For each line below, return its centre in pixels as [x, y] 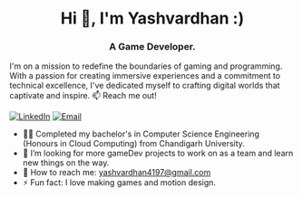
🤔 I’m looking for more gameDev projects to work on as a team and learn [158, 154]
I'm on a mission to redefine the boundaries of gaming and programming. [146, 66]
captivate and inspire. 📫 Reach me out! [83, 96]
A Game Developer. [152, 47]
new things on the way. [66, 163]
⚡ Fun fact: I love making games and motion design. [119, 183]
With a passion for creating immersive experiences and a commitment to [145, 76]
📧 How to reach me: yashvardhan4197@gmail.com [117, 173]
